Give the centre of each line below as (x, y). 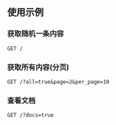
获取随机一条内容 (36, 34)
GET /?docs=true (30, 115)
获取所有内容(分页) (38, 67)
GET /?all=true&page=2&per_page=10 (58, 81)
